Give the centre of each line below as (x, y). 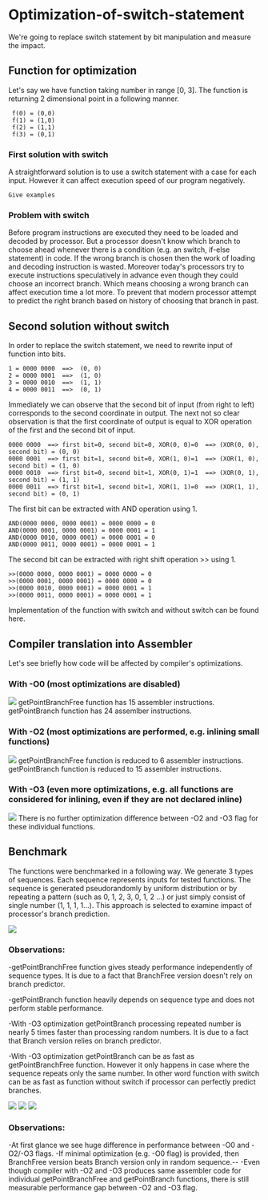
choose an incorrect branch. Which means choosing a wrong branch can (129, 284)
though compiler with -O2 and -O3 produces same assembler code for (125, 1171)
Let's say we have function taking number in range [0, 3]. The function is (128, 90)
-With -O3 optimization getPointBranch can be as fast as (101, 1056)
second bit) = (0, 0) (44, 452)
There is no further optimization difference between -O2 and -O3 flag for (138, 818)
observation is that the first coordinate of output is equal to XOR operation (130, 422)
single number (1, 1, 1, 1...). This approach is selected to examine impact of (130, 905)
